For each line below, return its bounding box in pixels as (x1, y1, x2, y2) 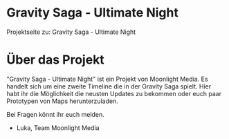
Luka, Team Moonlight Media (16, 123, 100, 132)
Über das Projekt (6, 52, 104, 68)
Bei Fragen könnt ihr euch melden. (6, 110, 104, 118)
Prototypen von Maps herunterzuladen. (6, 97, 118, 105)
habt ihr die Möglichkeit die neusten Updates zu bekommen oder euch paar (6, 89, 222, 98)
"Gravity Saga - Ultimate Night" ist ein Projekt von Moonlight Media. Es (6, 75, 208, 83)
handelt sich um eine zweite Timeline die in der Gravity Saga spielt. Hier (6, 82, 212, 91)
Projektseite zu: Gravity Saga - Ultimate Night (6, 28, 136, 36)
